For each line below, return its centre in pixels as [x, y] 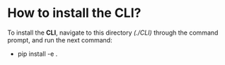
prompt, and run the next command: [60, 40]
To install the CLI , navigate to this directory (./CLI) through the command [113, 32]
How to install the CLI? [74, 13]
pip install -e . [37, 54]
